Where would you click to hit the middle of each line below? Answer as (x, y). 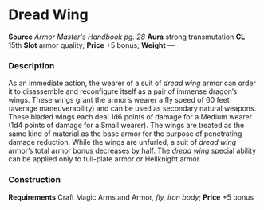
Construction (35, 180)
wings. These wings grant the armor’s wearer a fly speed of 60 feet (119, 100)
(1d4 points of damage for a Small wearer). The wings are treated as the (126, 126)
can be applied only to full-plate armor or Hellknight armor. (105, 159)
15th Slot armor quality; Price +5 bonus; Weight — (92, 45)
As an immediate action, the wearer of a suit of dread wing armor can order (132, 83)
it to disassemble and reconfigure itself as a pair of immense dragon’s (123, 91)
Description (32, 65)
